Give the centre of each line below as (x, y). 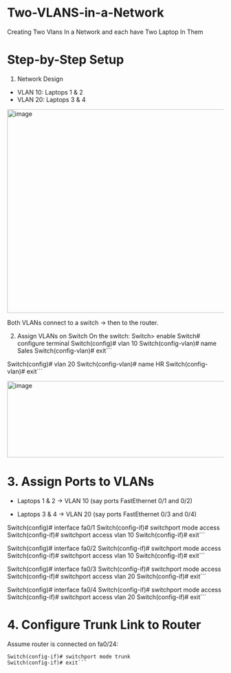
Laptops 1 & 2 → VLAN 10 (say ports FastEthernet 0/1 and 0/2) (104, 500)
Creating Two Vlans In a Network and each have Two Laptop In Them (106, 32)
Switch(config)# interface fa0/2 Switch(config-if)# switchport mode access (114, 548)
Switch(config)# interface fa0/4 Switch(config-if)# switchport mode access (114, 589)
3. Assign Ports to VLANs (81, 482)
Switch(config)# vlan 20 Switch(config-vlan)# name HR (86, 364)
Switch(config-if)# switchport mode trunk (69, 656)
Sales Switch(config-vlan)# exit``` (64, 351)
